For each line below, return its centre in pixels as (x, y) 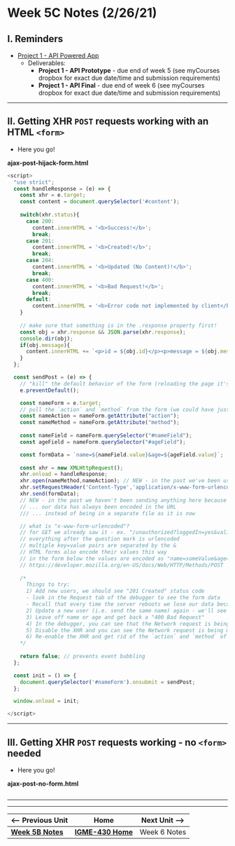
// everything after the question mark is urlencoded (100, 539)
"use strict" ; (34, 182)
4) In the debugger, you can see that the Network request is (118, 624)
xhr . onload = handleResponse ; (64, 475)
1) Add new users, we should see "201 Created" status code (115, 591)
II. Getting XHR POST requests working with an (108, 122)
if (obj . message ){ (45, 345)
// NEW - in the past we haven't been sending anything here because (123, 500)
